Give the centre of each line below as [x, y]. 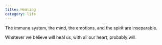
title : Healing [21, 9]
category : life [21, 14]
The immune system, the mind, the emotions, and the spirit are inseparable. [81, 28]
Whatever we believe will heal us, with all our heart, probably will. [71, 37]
